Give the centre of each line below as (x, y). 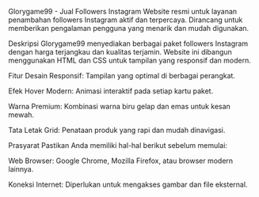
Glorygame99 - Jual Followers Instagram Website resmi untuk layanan (123, 11)
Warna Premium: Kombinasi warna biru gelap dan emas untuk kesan (120, 106)
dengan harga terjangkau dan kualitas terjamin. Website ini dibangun (120, 52)
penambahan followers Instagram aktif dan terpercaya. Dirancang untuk (126, 20)
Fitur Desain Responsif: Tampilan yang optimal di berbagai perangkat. (122, 76)
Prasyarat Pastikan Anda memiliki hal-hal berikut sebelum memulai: (118, 145)
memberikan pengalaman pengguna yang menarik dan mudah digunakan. (129, 28)
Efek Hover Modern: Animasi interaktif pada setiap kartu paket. (111, 91)
